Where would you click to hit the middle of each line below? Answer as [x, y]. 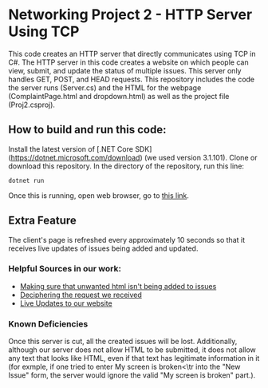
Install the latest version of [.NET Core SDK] [80, 148]
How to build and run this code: [87, 130]
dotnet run [26, 180]
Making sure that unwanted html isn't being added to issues [118, 286]
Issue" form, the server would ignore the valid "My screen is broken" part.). [132, 375]
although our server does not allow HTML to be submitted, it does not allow [132, 350]
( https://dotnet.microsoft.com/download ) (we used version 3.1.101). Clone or [133, 157]
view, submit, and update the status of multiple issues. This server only [125, 70]
